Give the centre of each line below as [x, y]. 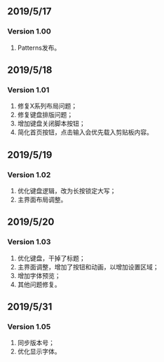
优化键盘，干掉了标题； [51, 258]
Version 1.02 [29, 174]
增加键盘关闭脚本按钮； [51, 124]
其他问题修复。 [39, 284]
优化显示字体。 [39, 351]
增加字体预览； [39, 275]
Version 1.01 [28, 90]
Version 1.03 [29, 242]
